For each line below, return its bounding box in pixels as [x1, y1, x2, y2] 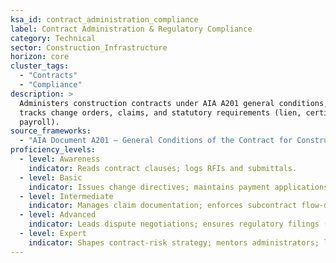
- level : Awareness [19, 154, 101, 164]
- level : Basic [19, 172, 83, 183]
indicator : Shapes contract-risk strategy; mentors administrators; [28, 237, 320, 248]
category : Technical [10, 33, 97, 43]
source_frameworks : [10, 126, 92, 136]
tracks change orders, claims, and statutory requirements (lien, [19, 107, 302, 118]
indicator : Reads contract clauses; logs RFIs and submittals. [28, 163, 298, 173]
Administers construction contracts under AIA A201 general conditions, [19, 98, 329, 108]
